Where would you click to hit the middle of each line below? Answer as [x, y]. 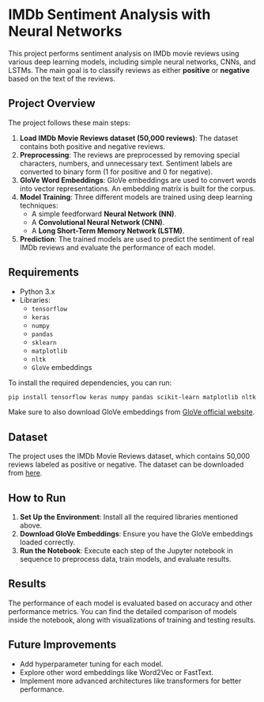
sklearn [44, 342]
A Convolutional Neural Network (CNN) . [98, 222]
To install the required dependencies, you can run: [90, 383]
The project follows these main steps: [69, 122]
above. [31, 525]
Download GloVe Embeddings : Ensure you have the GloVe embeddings [136, 534]
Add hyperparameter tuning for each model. [91, 664]
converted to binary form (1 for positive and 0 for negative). [116, 171]
